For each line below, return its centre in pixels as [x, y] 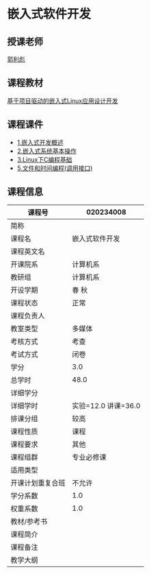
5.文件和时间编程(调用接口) [55, 168]
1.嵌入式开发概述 [40, 142]
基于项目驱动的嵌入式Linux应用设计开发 [63, 101]
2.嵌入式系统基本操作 [47, 151]
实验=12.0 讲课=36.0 [106, 406]
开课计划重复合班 [38, 483]
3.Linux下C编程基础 [44, 159]
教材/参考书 [29, 522]
